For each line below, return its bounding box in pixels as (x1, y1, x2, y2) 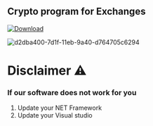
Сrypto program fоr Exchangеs (7, 6, 146, 18)
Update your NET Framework (17, 103, 102, 112)
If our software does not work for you (7, 87, 137, 97)
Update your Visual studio (17, 111, 93, 120)
